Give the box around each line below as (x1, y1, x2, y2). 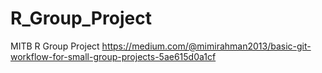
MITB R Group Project (10, 40, 100, 52)
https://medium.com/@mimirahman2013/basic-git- (101, 40, 312, 52)
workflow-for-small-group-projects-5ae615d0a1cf (10, 50, 217, 62)
